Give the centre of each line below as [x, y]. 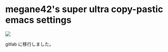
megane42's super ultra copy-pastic [84, 9]
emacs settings [39, 20]
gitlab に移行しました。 [30, 44]
